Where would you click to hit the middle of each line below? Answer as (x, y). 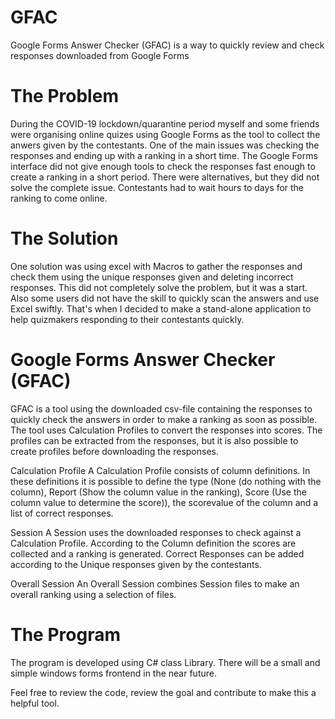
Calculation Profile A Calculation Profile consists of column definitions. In (160, 470)
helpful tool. (35, 703)
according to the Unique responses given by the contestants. (136, 564)
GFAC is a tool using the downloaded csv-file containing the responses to (161, 408)
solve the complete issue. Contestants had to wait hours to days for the (157, 187)
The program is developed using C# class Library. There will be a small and (165, 662)
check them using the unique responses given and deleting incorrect (152, 277)
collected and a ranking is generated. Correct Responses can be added (157, 553)
